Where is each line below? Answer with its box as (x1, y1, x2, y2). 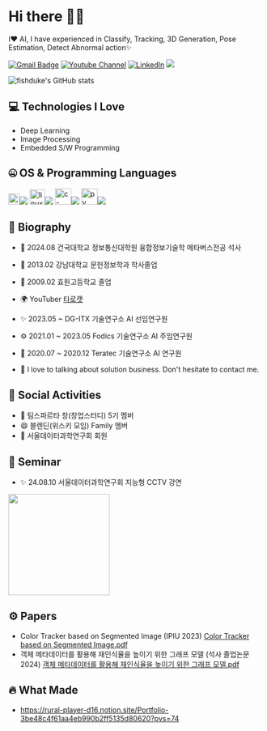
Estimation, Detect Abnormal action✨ (8, 42, 132, 52)
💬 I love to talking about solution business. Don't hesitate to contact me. (19, 364, 260, 375)
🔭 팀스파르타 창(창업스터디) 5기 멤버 (19, 410, 134, 420)
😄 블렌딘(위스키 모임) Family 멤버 (19, 421, 128, 431)
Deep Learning (19, 125, 70, 135)
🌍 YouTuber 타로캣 (19, 295, 83, 304)
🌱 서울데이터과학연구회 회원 (19, 431, 108, 440)
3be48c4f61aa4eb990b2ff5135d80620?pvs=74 (19, 713, 180, 723)
